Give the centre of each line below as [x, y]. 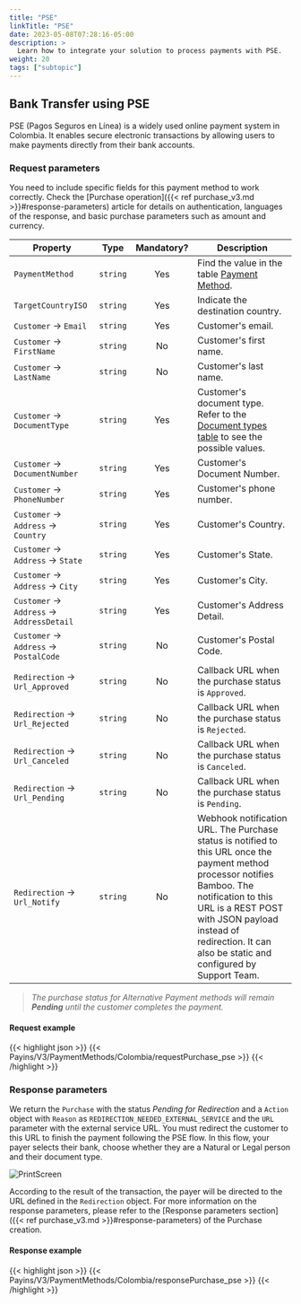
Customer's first [231, 340]
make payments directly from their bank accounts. [102, 144]
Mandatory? [162, 248]
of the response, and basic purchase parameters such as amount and [138, 215]
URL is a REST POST [240, 907]
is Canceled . [221, 766]
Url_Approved [42, 687]
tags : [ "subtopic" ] [46, 68]
